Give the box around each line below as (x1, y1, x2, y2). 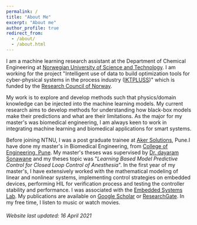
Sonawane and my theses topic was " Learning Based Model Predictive (6, 155, 178, 162)
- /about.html (11, 42, 46, 48)
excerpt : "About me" (6, 19, 57, 25)
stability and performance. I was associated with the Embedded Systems (6, 186, 183, 193)
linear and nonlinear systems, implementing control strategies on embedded (6, 174, 191, 181)
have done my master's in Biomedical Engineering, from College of (6, 142, 168, 150)
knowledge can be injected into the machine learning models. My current (6, 100, 183, 107)
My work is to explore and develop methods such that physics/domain (6, 93, 176, 100)
